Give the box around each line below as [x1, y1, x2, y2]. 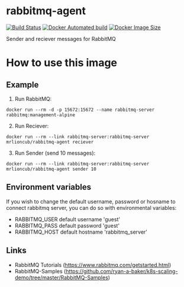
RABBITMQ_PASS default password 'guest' [14, 222, 120, 229]
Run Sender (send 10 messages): [14, 149, 96, 157]
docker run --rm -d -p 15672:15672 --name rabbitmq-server [6, 107, 155, 113]
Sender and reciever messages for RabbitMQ [6, 35, 117, 42]
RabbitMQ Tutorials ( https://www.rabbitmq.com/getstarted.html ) [14, 261, 172, 268]
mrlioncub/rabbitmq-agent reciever [6, 139, 94, 145]
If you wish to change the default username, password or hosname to [6, 197, 176, 205]
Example [6, 79, 39, 90]
